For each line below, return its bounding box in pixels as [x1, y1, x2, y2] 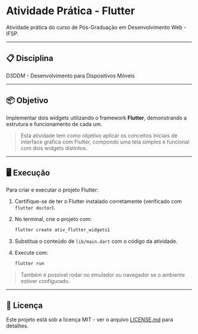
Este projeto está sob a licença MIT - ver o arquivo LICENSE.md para [6, 316, 173, 323]
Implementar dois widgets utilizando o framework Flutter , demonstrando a [6, 114, 187, 121]
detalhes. [6, 322, 29, 329]
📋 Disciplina [6, 53, 54, 63]
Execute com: [14, 249, 48, 257]
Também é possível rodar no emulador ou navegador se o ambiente [20, 271, 185, 278]
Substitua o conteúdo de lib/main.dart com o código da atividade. [14, 238, 178, 245]
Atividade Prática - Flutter [6, 4, 136, 18]
